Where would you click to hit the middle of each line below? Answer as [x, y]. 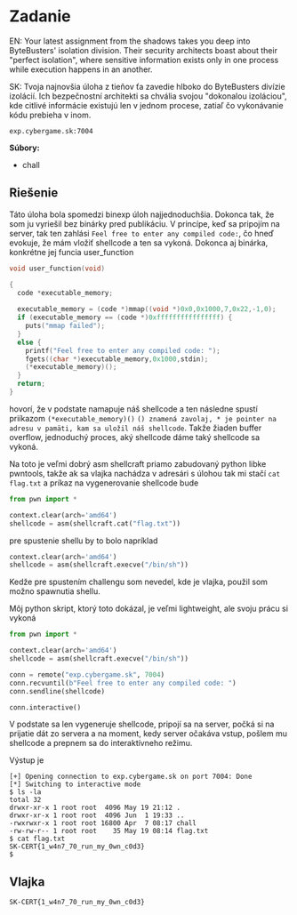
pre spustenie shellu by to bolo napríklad [84, 541]
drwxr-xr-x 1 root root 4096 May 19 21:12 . [95, 808]
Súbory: [24, 148]
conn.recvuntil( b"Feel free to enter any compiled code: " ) [123, 683]
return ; [32, 384]
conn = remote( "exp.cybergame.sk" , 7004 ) [87, 674]
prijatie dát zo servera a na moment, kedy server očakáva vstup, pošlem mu [148, 734]
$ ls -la [25, 792]
